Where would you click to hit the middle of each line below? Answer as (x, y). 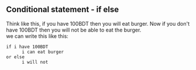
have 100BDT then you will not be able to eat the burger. (74, 30)
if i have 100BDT (27, 47)
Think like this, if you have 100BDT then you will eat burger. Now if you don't (98, 23)
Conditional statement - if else (63, 10)
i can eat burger (43, 52)
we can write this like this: (37, 36)
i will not (35, 62)
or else (16, 57)
